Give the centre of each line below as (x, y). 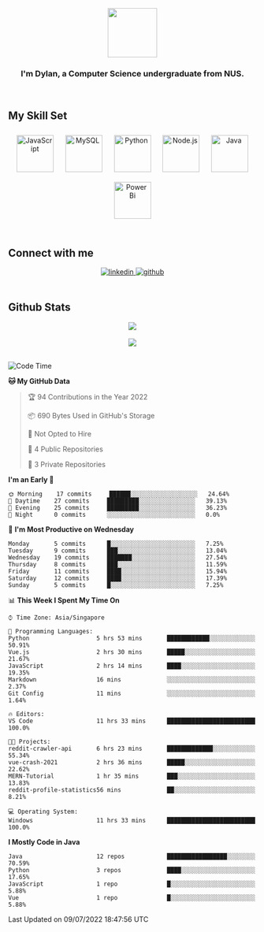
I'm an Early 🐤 (31, 479)
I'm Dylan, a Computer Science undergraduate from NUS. (132, 73)
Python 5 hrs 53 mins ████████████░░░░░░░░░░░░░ (132, 638)
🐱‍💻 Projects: (30, 741)
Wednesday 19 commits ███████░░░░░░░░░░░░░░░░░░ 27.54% (117, 557)
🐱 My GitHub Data (39, 381)
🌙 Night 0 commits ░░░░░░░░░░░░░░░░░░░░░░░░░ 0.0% (114, 514)
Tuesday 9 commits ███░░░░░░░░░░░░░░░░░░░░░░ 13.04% (117, 551)
